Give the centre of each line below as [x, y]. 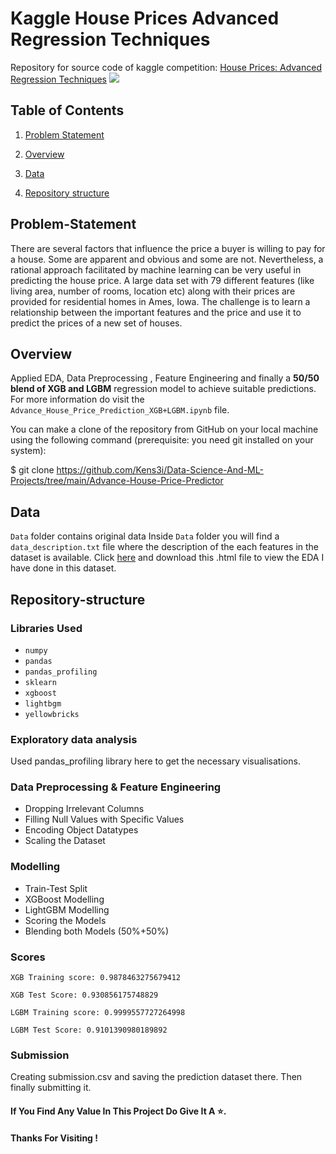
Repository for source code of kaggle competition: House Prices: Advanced [166, 67]
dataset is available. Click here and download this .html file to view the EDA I [167, 558]
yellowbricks [52, 714]
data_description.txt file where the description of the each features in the [165, 547]
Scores [28, 957]
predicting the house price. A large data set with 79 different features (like [162, 280]
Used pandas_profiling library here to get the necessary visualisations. [155, 761]
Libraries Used [46, 628]
